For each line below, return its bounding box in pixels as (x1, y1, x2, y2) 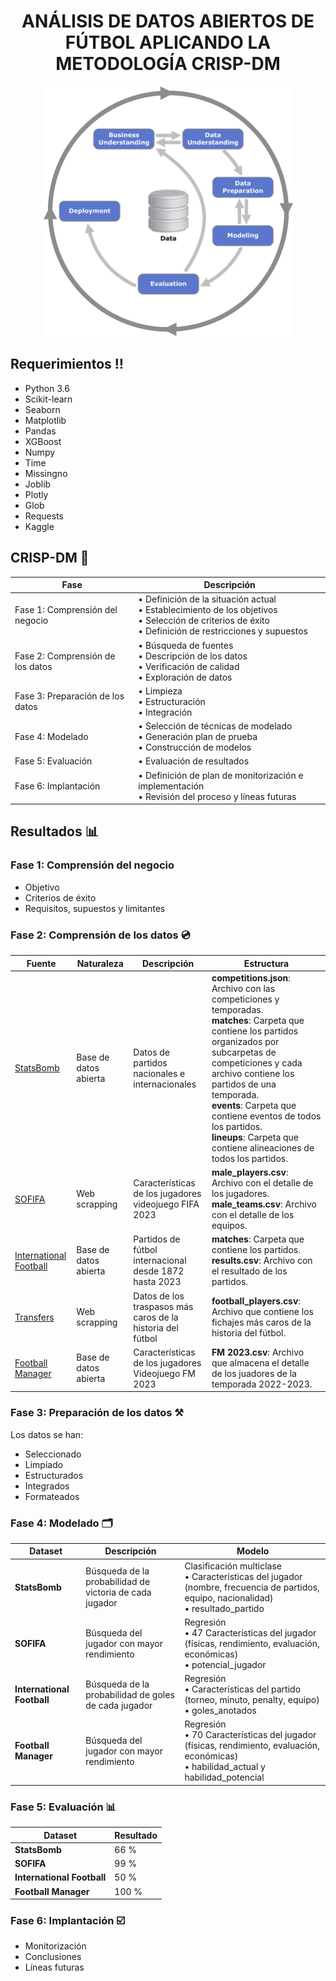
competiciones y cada (211, 1056, 303, 1069)
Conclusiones (24, 1951, 82, 1963)
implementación (138, 780, 205, 792)
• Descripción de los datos (138, 650, 248, 662)
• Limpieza (138, 685, 183, 697)
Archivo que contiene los (211, 1306, 314, 1318)
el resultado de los (211, 1265, 288, 1277)
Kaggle (24, 520, 55, 532)
